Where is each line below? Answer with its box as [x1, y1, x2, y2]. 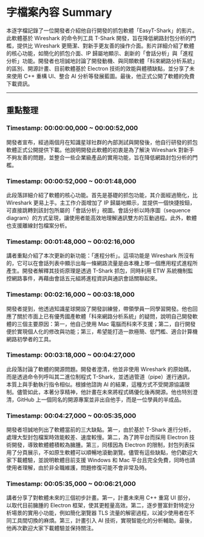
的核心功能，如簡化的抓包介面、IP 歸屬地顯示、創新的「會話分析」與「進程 [6, 49, 194, 57]
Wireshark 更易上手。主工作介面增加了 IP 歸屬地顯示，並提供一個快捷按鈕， [6, 199, 195, 206]
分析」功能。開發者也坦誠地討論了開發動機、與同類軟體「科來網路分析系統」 [6, 57, 198, 64]
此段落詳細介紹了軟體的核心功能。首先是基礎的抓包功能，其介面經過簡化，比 [6, 191, 198, 198]
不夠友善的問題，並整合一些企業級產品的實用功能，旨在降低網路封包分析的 [6, 153, 192, 161]
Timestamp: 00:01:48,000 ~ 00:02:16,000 [6, 237, 135, 246]
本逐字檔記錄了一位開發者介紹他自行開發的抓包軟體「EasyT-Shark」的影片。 [6, 27, 198, 34]
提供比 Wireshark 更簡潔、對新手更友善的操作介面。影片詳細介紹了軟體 [16, 42, 194, 49]
